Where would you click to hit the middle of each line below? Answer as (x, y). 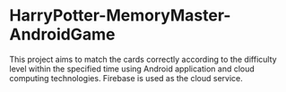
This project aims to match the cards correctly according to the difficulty (143, 59)
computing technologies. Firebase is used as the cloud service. (126, 78)
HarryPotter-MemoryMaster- (120, 16)
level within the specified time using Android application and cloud (132, 69)
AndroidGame (62, 34)
